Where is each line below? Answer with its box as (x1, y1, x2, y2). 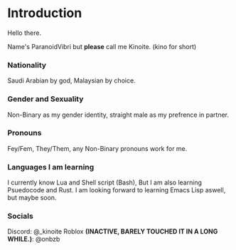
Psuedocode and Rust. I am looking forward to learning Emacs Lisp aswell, (7, 186, 226, 194)
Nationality (7, 60, 47, 70)
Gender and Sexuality (7, 94, 84, 104)
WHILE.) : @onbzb (7, 235, 60, 244)
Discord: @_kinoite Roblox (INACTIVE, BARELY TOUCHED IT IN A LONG (7, 227, 218, 236)
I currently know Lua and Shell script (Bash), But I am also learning (7, 178, 203, 187)
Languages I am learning (7, 162, 95, 172)
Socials (7, 212, 33, 222)
